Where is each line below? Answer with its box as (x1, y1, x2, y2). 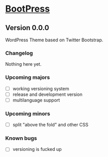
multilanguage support (12, 97, 60, 103)
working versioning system (12, 85, 69, 92)
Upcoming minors (5, 110, 51, 117)
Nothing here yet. (5, 61, 42, 67)
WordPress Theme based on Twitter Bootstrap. (5, 37, 103, 43)
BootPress (5, 3, 50, 15)
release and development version (12, 91, 83, 97)
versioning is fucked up (12, 146, 62, 152)
